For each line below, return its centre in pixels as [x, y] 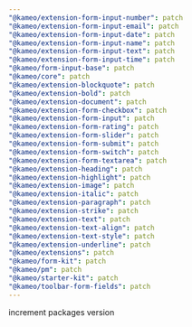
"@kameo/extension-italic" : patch [74, 194]
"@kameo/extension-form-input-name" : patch [92, 43]
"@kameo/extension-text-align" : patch [82, 228]
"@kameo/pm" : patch [45, 270]
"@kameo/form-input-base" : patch [72, 69]
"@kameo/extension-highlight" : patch [80, 177]
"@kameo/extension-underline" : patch [80, 245]
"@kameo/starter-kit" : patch [63, 278]
